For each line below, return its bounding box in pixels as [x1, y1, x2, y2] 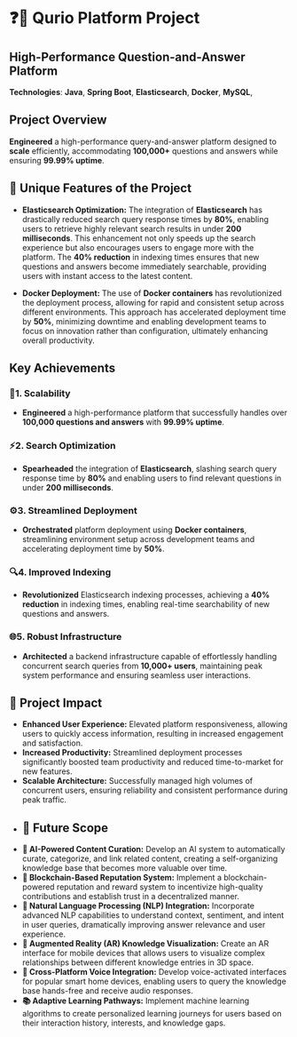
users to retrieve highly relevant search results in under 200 [21, 223, 242, 234]
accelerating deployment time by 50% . [21, 543, 166, 554]
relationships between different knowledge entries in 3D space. [21, 957, 254, 968]
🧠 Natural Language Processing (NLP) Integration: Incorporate [21, 900, 255, 912]
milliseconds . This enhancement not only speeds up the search [21, 233, 256, 243]
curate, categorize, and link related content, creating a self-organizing [21, 853, 278, 864]
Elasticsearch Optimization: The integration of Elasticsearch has [21, 204, 263, 215]
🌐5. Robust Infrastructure [9, 631, 122, 643]
